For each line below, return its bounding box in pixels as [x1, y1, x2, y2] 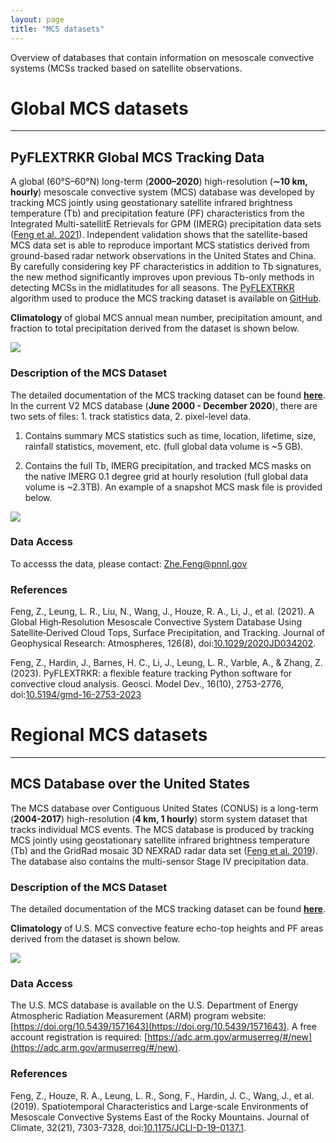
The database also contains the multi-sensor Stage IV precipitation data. [10, 855, 309, 867]
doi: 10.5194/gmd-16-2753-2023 [10, 689, 142, 701]
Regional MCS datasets [10, 724, 208, 746]
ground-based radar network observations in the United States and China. [10, 250, 317, 262]
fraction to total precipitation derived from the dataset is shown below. [10, 322, 300, 335]
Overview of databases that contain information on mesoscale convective [10, 51, 315, 63]
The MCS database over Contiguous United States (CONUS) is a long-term [10, 802, 319, 814]
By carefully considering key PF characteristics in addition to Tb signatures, [10, 261, 322, 273]
